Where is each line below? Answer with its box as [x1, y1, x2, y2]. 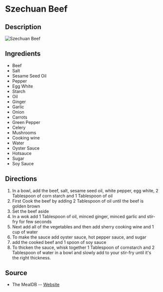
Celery [12, 124, 26, 130]
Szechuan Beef [5, 3, 68, 15]
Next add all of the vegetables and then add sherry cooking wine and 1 [12, 223, 154, 229]
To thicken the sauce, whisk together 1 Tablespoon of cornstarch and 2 [12, 244, 155, 250]
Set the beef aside [12, 208, 49, 214]
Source [5, 269, 28, 277]
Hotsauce [12, 150, 32, 156]
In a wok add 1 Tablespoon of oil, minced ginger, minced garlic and [12, 213, 146, 219]
